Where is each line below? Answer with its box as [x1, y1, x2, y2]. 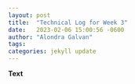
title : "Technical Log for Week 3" [8, 19, 128, 26]
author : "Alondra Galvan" [8, 33, 93, 41]
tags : [8, 40, 26, 48]
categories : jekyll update [8, 47, 97, 55]
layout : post [8, 11, 51, 19]
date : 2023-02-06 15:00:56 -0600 [8, 26, 125, 33]
